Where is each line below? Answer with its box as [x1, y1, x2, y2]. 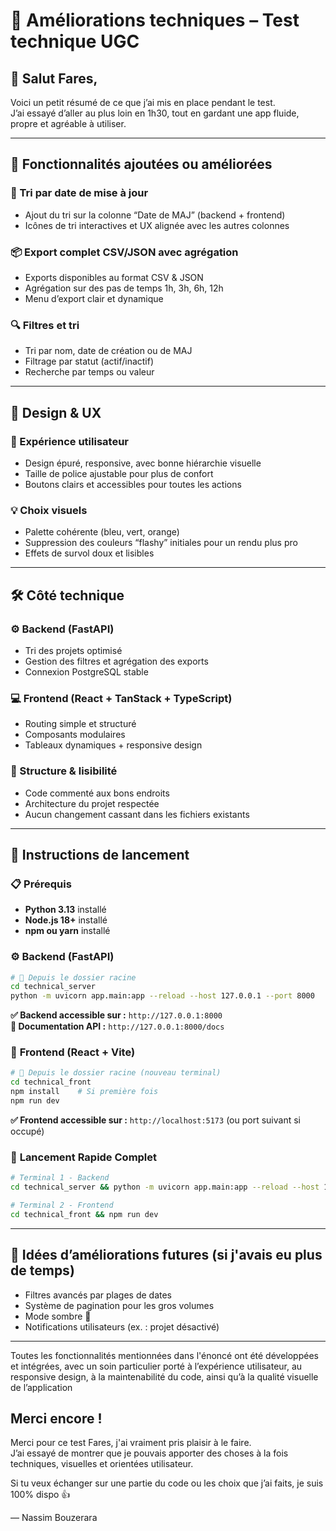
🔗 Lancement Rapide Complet [10, 1150, 158, 1164]
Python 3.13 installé [24, 904, 107, 916]
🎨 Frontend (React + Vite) [10, 1045, 136, 1059]
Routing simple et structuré [24, 718, 137, 730]
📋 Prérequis [10, 877, 72, 891]
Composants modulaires [24, 729, 126, 741]
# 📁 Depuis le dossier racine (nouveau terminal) [10, 1068, 222, 1078]
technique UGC [10, 30, 140, 53]
